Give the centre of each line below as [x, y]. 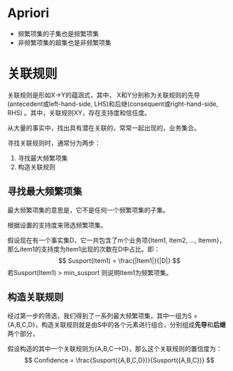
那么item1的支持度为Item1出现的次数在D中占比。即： [84, 249]
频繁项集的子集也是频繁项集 [58, 33]
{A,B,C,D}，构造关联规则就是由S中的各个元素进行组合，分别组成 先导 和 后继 [116, 324]
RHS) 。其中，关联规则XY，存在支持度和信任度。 [79, 112]
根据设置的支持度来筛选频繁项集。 [57, 225]
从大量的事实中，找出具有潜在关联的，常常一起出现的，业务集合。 [104, 128]
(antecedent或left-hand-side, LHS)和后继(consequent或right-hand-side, [113, 104]
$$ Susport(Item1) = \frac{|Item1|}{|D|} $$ [119, 260]
